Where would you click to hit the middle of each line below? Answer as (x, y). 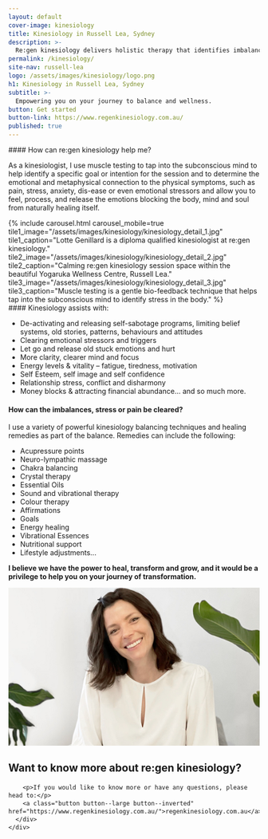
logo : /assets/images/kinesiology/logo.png (82, 76)
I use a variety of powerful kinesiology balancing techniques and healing (128, 427)
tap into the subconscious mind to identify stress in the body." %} (116, 299)
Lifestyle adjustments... (58, 553)
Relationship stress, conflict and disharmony (93, 382)
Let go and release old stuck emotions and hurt (97, 349)
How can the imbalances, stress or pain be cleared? (96, 409)
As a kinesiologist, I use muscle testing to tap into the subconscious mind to (133, 165)
